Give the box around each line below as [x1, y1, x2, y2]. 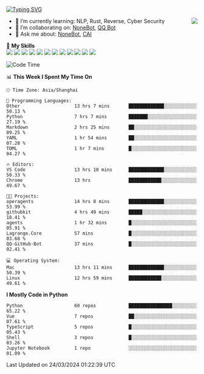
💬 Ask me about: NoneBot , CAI [15, 30, 92, 38]
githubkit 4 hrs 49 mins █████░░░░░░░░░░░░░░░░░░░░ [6, 209, 197, 215]
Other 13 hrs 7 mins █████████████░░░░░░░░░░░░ [6, 103, 197, 109]
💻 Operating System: [6, 258, 61, 264]
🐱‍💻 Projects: [6, 193, 39, 199]
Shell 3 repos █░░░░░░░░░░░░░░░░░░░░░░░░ [6, 335, 197, 341]
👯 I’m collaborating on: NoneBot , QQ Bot [15, 24, 116, 31]
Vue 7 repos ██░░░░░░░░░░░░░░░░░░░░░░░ [6, 313, 197, 319]
